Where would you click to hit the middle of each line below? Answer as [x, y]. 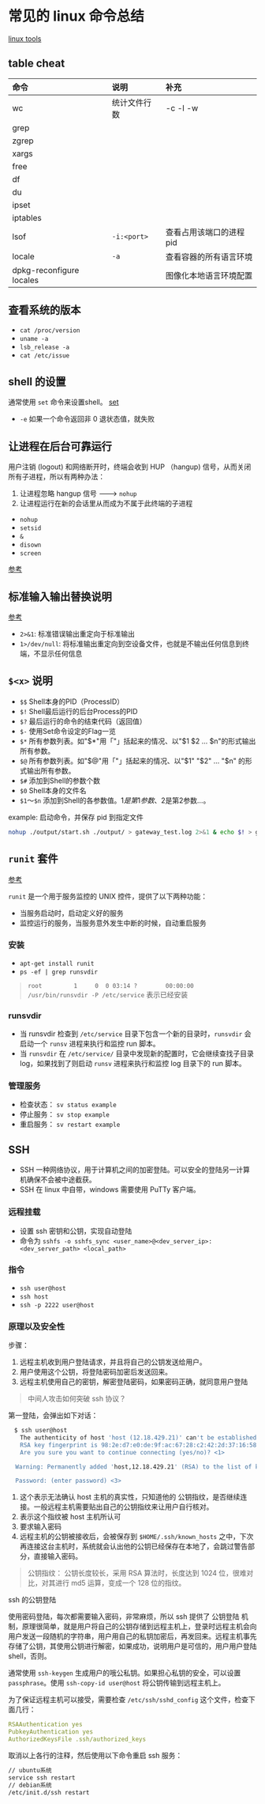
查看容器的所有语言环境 [209, 256]
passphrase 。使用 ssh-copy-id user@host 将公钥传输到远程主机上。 [117, 1683]
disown [30, 545]
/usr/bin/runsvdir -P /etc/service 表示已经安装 [107, 994]
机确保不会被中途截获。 [58, 1180]
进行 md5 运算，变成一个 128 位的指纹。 [120, 1583]
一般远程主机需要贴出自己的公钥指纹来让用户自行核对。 [123, 1507]
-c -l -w [182, 108]
